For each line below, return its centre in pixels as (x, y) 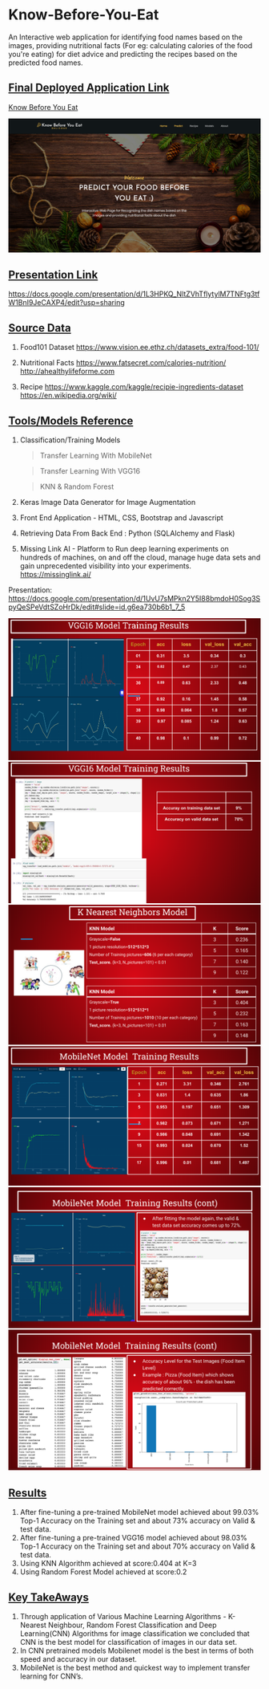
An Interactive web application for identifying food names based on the (125, 37)
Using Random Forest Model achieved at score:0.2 (103, 1572)
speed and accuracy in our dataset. (78, 1659)
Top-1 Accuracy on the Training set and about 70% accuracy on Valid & (138, 1546)
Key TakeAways (49, 1597)
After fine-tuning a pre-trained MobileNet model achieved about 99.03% (139, 1512)
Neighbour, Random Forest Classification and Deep (132, 1625)
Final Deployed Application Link (89, 88)
